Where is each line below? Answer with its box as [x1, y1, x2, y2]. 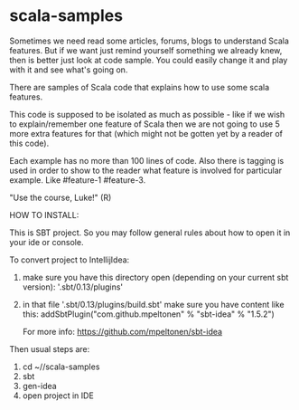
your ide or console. [9, 236, 84, 247]
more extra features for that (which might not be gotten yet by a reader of [9, 128, 283, 138]
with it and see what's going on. [9, 64, 128, 75]
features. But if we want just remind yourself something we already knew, [9, 44, 283, 55]
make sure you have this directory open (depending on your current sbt [22, 272, 289, 282]
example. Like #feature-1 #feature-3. [9, 174, 146, 186]
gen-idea [22, 380, 57, 391]
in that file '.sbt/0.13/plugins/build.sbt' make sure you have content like [22, 299, 285, 310]
